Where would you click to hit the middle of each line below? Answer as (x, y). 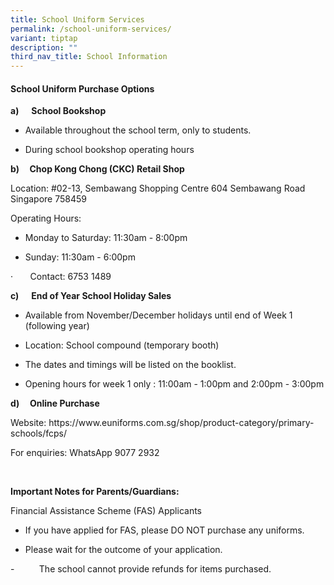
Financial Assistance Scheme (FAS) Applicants (106, 511)
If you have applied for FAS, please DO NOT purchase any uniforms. (164, 530)
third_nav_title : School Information (89, 57)
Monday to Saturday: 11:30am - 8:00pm (106, 238)
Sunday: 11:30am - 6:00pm (80, 257)
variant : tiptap (44, 38)
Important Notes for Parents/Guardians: (95, 492)
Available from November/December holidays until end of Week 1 (158, 315)
